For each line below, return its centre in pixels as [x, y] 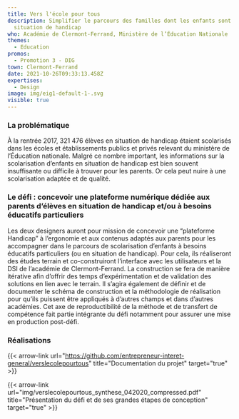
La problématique [39, 125]
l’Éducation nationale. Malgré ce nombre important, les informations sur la [116, 156]
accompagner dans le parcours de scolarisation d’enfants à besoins [107, 246]
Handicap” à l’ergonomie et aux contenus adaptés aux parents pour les [112, 238]
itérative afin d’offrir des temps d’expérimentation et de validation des [110, 276]
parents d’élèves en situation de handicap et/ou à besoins [110, 206]
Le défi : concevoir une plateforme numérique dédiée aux [109, 197]
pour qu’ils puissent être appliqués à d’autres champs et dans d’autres [111, 299]
